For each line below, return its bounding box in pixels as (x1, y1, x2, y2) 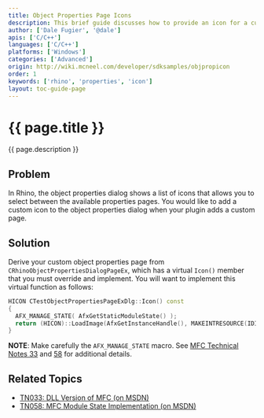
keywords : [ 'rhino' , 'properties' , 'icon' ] (8, 77, 153, 85)
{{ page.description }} (8, 145, 79, 154)
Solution (8, 236, 50, 250)
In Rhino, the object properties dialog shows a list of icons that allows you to (8, 188, 255, 198)
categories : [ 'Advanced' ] (8, 56, 93, 64)
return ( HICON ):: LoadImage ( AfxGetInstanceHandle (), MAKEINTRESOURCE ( (15, 320, 247, 327)
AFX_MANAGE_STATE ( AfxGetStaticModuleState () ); (15, 312, 178, 320)
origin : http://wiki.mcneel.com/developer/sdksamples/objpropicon (8, 63, 230, 71)
